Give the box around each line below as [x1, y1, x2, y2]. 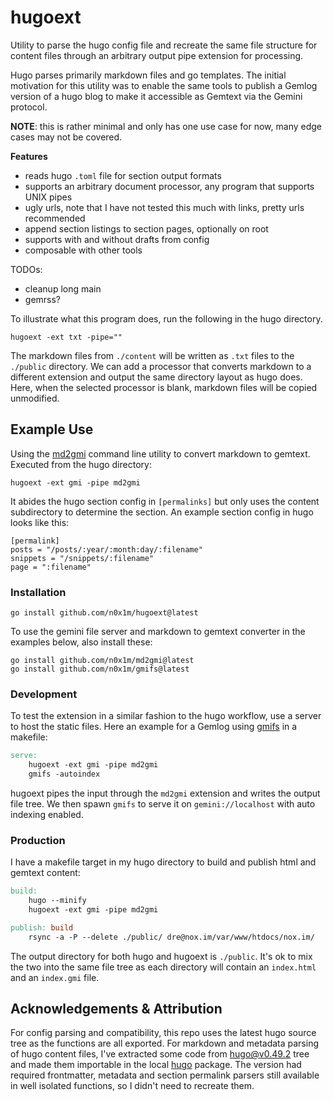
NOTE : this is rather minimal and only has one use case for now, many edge [10, 120, 322, 132]
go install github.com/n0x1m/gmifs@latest [10, 664, 190, 675]
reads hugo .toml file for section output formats [24, 169, 222, 181]
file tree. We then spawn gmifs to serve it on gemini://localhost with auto [10, 797, 316, 810]
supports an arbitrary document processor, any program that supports [24, 180, 315, 192]
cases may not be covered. [10, 131, 123, 143]
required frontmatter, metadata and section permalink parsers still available [10, 1069, 320, 1081]
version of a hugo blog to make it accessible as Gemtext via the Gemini [10, 90, 303, 102]
